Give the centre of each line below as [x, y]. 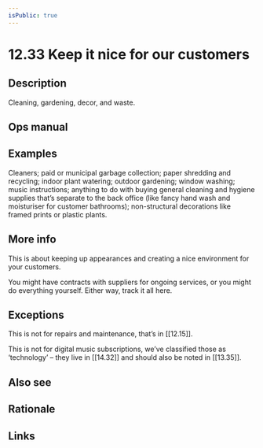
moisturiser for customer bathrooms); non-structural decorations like [120, 206]
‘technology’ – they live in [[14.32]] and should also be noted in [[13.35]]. [125, 357]
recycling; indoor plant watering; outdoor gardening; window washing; [122, 181]
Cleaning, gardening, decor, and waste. [72, 102]
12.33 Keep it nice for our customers [129, 54]
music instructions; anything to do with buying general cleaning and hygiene [131, 189]
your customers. [35, 267]
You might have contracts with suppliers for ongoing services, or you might [130, 282]
